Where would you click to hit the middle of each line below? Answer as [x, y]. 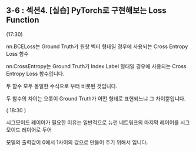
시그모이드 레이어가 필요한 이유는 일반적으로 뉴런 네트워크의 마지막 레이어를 [93, 122]
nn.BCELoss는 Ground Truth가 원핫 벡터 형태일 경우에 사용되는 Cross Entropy [97, 46]
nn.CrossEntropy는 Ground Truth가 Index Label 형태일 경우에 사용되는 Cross [96, 66]
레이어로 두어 [36, 130]
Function [23, 20]
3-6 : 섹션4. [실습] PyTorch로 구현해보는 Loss [86, 11]
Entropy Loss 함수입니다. [35, 73]
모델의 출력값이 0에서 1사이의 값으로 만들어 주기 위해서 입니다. [77, 142]
